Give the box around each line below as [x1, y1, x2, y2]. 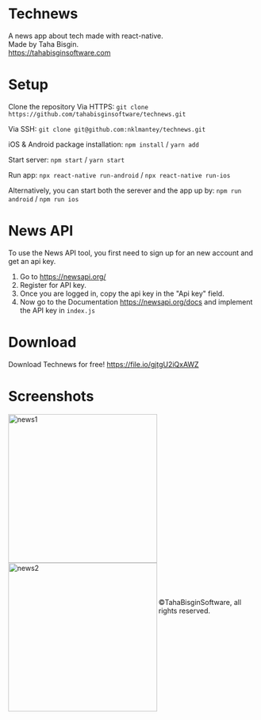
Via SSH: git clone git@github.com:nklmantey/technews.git [8, 124, 206, 133]
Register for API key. [19, 280, 87, 289]
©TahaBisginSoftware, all [158, 597, 242, 607]
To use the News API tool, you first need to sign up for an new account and [8, 247, 254, 258]
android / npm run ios [8, 193, 79, 203]
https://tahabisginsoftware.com [8, 48, 111, 57]
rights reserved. [158, 606, 211, 615]
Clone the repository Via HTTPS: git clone [8, 101, 149, 111]
